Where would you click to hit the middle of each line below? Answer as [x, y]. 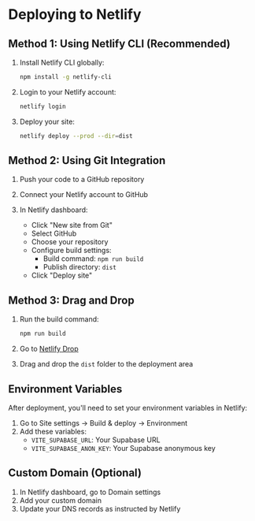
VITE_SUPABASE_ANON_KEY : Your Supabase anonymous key [124, 448]
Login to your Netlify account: [68, 91]
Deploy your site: [47, 121]
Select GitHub [54, 233]
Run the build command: [59, 319]
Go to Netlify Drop [49, 349]
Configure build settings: [71, 251]
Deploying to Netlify [75, 15]
